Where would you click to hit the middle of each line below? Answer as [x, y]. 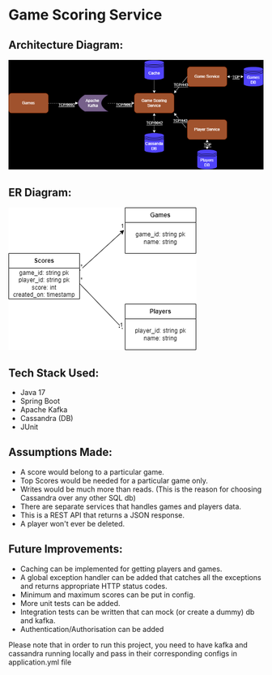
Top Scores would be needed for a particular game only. [114, 480]
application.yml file [40, 662]
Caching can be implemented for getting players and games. [121, 569]
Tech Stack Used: [54, 373]
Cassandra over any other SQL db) [78, 497]
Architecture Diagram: [66, 45]
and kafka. [38, 620]
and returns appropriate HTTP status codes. [93, 586]
